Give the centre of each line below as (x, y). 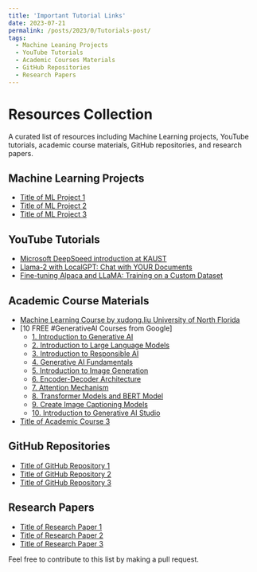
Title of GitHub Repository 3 (65, 482)
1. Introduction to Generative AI (82, 337)
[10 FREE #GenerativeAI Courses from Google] (96, 328)
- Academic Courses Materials (65, 61)
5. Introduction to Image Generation (90, 370)
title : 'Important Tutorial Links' (67, 16)
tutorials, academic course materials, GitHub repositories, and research (125, 145)
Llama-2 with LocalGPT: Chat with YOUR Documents (106, 267)
